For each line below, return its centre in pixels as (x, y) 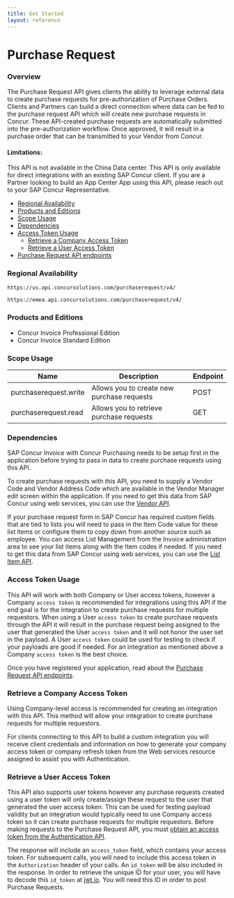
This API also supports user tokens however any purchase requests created (116, 792)
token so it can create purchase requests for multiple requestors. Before (111, 822)
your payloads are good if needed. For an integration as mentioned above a (115, 647)
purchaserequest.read (47, 412)
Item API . (20, 562)
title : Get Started (36, 14)
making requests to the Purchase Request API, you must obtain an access (113, 829)
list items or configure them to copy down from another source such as (109, 532)
